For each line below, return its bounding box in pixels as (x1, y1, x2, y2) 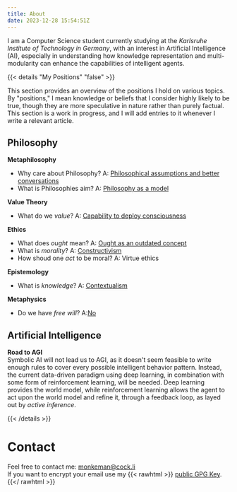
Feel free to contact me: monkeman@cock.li (7, 462, 135, 471)
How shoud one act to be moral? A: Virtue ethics (17, 254, 159, 262)
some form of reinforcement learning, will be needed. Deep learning (7, 378, 205, 387)
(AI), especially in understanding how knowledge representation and (7, 51, 206, 60)
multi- (207, 51, 225, 60)
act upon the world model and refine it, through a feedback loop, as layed (7, 393, 221, 402)
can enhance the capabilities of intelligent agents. (39, 59, 185, 67)
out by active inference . (7, 401, 76, 409)
